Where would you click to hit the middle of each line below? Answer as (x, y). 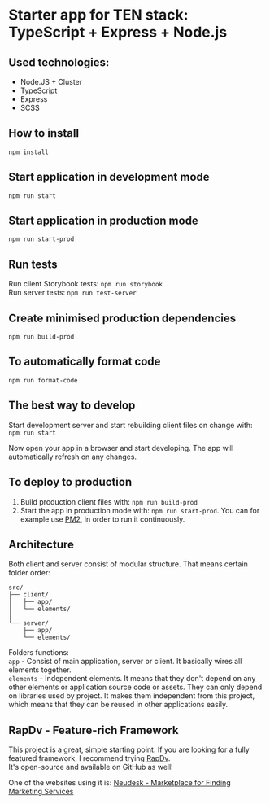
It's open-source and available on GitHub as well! (91, 767)
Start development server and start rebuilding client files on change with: (131, 425)
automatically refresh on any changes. (72, 457)
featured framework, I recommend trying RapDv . (89, 758)
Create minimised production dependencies (122, 318)
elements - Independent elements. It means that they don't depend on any (132, 679)
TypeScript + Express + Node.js (118, 32)
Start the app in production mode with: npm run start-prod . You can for (140, 510)
